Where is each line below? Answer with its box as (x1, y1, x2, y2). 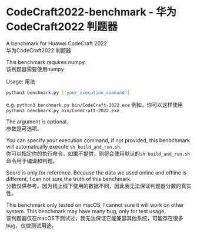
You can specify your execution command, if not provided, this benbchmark (6, 136, 190, 144)
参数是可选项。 (6, 125, 42, 132)
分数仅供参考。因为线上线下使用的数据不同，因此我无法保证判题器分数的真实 (6, 182, 192, 189)
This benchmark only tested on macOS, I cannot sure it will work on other (6, 201, 184, 209)
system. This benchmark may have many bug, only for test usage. (6, 207, 166, 214)
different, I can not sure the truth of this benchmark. (6, 175, 132, 182)
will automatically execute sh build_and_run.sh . (6, 143, 122, 150)
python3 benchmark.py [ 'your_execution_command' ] (6, 89, 131, 96)
